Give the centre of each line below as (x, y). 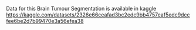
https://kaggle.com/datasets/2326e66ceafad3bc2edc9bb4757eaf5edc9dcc (98, 15)
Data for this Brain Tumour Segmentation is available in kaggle (81, 9)
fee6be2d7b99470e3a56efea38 (45, 21)
